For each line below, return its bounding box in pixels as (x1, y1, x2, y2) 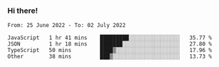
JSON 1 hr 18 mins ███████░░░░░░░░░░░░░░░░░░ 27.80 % (7, 41, 213, 48)
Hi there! (7, 6, 39, 16)
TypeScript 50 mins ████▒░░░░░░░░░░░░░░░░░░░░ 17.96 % (7, 47, 213, 54)
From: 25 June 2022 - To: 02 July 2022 (7, 22, 126, 29)
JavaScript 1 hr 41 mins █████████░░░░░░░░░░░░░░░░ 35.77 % (7, 34, 213, 41)
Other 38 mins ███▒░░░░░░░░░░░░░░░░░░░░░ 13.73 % (7, 53, 213, 61)
